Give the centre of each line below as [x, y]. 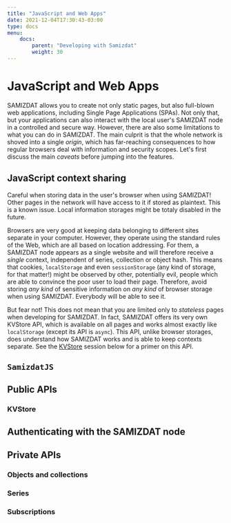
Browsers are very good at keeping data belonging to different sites [103, 230]
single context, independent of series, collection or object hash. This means [115, 259]
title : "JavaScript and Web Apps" [57, 13]
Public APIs [32, 389]
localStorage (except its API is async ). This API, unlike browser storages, [110, 331]
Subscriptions [31, 511]
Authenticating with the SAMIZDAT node [96, 432]
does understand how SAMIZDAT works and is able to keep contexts [104, 339]
